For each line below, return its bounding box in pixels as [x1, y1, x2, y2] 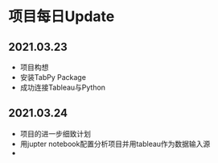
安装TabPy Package [19, 73, 87, 81]
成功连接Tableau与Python [19, 82, 106, 92]
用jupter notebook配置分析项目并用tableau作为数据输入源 [19, 139, 211, 148]
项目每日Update [8, 7, 115, 26]
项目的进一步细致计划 [19, 128, 91, 138]
